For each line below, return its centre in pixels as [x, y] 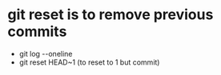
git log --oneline [46, 53]
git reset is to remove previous [110, 15]
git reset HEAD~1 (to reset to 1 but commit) [89, 62]
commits [37, 32]
